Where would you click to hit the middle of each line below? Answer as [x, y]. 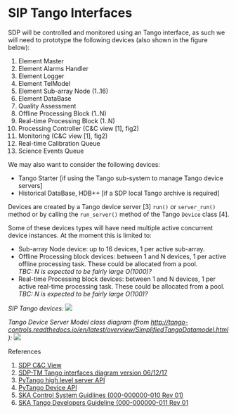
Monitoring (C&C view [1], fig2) [63, 136]
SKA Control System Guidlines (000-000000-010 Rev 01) [101, 395]
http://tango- [169, 322]
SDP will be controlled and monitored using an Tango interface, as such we [117, 32]
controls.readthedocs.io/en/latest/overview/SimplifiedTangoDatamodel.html [118, 330]
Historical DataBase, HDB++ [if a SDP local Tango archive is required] [119, 193]
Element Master [41, 61]
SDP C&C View [40, 365]
